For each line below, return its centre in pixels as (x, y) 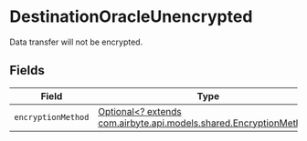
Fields (27, 70)
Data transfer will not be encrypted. (76, 42)
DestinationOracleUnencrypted (131, 17)
